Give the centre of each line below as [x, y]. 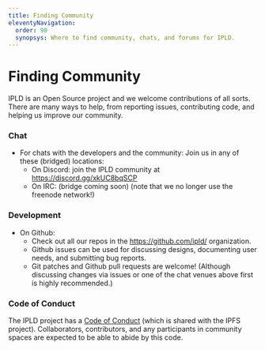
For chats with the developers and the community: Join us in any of [129, 153]
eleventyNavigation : [42, 23]
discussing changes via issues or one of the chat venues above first [142, 274]
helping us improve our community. [66, 115]
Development [35, 216]
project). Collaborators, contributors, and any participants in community [125, 329]
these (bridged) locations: [62, 161]
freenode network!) [63, 195]
